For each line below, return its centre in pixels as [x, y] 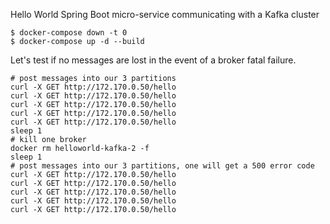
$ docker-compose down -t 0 [69, 33]
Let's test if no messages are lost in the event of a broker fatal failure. [153, 60]
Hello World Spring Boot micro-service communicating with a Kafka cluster [165, 14]
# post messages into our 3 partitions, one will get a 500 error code [162, 166]
